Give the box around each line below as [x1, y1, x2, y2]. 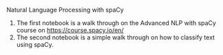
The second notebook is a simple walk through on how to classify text [16, 33, 215, 41]
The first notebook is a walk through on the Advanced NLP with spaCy [16, 19, 216, 26]
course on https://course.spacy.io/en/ [16, 26, 125, 34]
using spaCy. [16, 41, 54, 48]
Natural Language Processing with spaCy [6, 6, 125, 14]
